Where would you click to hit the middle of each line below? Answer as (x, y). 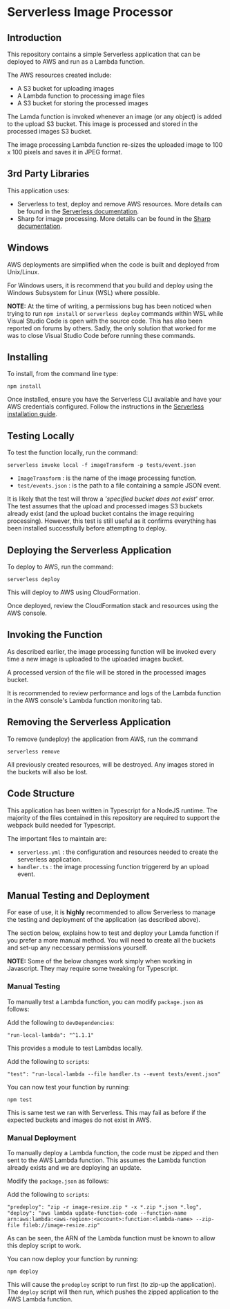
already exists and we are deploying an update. (74, 1167)
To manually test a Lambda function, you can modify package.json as (105, 1001)
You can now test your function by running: (68, 1087)
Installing (28, 357)
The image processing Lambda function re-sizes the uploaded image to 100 (115, 145)
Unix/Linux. (23, 271)
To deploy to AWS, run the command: (60, 567)
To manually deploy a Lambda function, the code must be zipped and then (113, 1152)
